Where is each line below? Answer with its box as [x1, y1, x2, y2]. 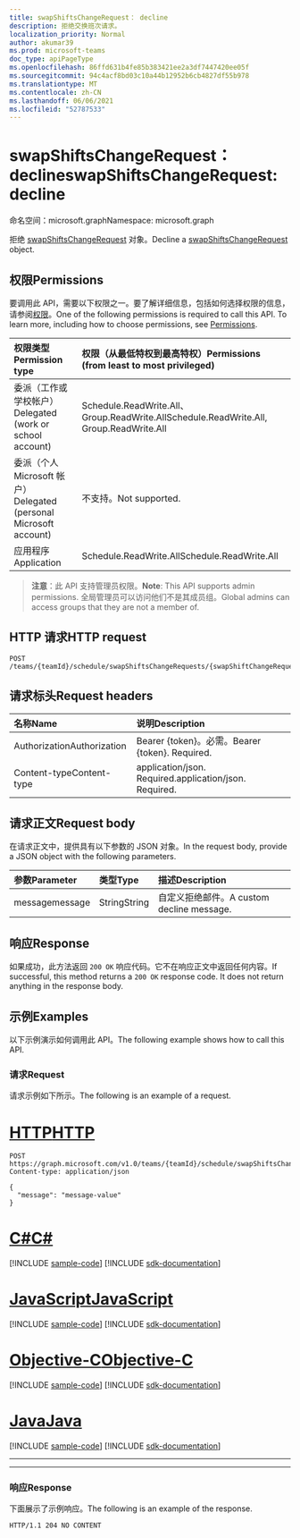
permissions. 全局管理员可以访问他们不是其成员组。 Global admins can [30, 592, 290, 602]
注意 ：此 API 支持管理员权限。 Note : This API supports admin [30, 580, 255, 591]
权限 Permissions [9, 272, 104, 287]
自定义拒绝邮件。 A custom [157, 892, 270, 904]
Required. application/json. [136, 772, 246, 784]
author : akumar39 [9, 38, 74, 47]
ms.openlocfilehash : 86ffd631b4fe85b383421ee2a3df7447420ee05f [9, 63, 250, 72]
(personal [13, 506, 54, 519]
